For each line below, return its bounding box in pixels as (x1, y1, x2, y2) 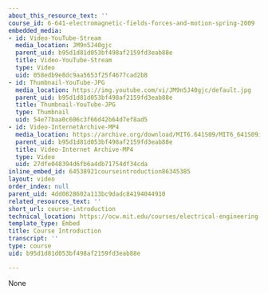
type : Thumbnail (15, 109, 69, 117)
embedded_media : (8, 26, 62, 34)
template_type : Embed (8, 220, 81, 228)
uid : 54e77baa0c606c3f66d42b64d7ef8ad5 (15, 116, 148, 124)
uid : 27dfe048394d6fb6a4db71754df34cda (15, 161, 148, 169)
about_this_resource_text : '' (8, 11, 109, 20)
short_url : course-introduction (8, 205, 116, 213)
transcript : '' (8, 235, 59, 243)
